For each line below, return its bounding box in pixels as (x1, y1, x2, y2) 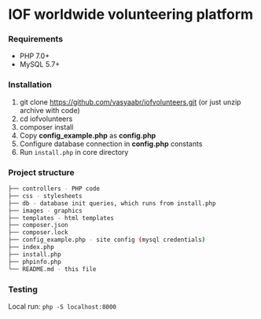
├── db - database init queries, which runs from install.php (8, 199, 216, 207)
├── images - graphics (8, 207, 83, 214)
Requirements (8, 34, 64, 45)
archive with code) (19, 105, 80, 115)
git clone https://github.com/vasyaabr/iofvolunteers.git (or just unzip (19, 97, 241, 107)
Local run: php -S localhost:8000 (8, 301, 116, 311)
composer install (19, 122, 74, 131)
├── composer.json (8, 222, 68, 229)
